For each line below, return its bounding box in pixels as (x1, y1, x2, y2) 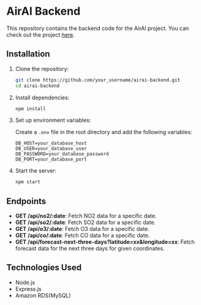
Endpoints (6, 196, 47, 206)
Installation (6, 49, 50, 59)
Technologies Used (6, 262, 82, 273)
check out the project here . (6, 31, 75, 38)
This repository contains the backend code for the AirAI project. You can (6, 24, 189, 32)
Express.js (15, 285, 42, 292)
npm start (15, 179, 41, 185)
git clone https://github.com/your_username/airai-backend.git (15, 77, 181, 83)
